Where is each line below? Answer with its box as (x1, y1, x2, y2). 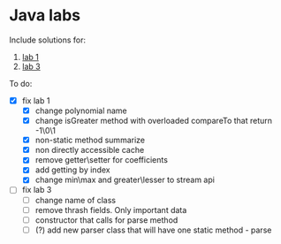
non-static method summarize (34, 134, 146, 146)
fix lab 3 (21, 185, 52, 195)
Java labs (9, 5, 81, 26)
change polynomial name (34, 105, 128, 116)
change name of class (34, 194, 117, 205)
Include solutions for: (9, 34, 87, 45)
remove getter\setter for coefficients (34, 155, 168, 165)
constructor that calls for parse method (34, 214, 178, 225)
